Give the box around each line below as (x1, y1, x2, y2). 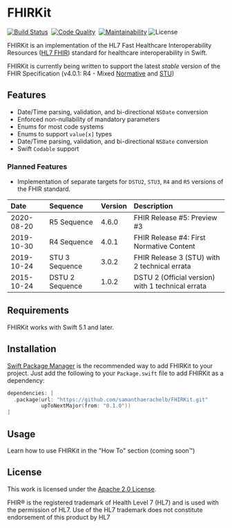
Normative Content (133, 242, 195, 251)
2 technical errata (133, 262, 191, 271)
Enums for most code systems (17, 122, 104, 131)
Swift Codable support (17, 144, 79, 153)
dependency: (7, 376, 45, 385)
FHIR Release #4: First (133, 233, 206, 243)
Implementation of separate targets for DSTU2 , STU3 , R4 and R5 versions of (17, 178, 224, 186)
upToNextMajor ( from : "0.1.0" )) (41, 403, 131, 410)
